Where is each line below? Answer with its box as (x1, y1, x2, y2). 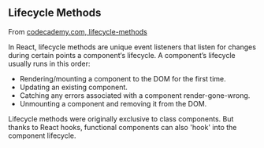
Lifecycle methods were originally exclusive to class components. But (8, 114, 234, 124)
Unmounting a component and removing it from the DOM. (19, 99, 207, 108)
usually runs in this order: (8, 59, 91, 68)
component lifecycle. (8, 131, 76, 140)
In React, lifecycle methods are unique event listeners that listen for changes (8, 42, 256, 52)
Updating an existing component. (19, 82, 128, 92)
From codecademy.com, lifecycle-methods (8, 27, 147, 36)
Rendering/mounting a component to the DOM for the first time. (19, 74, 226, 83)
